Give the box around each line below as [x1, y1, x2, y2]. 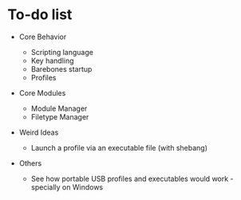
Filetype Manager [30, 112, 89, 121]
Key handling [30, 56, 74, 65]
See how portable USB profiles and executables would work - [30, 174, 234, 183]
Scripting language [30, 47, 93, 57]
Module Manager [30, 104, 88, 113]
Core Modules [18, 88, 66, 97]
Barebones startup [30, 64, 93, 73]
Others [18, 158, 42, 168]
